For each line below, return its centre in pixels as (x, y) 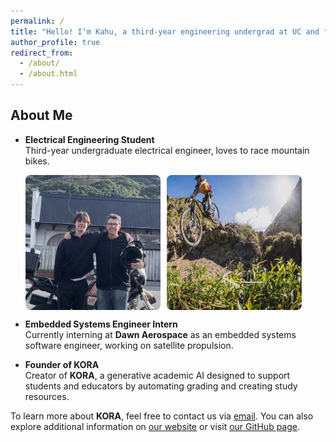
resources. (47, 396)
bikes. (37, 161)
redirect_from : (42, 53)
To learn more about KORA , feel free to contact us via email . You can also (162, 416)
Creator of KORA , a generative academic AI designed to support (157, 375)
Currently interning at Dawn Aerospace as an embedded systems (160, 334)
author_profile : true (55, 42)
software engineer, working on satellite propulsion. (129, 345)
